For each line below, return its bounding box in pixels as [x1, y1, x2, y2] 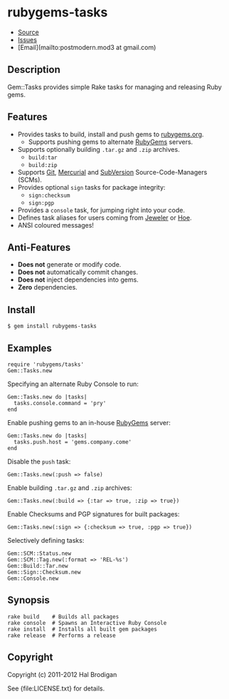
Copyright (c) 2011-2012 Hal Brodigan [7, 670, 117, 678]
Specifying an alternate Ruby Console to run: [7, 379, 139, 388]
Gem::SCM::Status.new [7, 550, 72, 557]
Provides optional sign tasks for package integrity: [17, 183, 166, 191]
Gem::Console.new [7, 575, 59, 582]
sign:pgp [28, 199, 55, 207]
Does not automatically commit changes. [17, 268, 139, 277]
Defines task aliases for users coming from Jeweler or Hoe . [17, 213, 192, 222]
